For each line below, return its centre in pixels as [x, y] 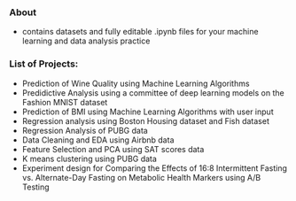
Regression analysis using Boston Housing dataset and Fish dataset [146, 120]
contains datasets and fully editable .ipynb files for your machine [140, 32]
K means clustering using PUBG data [90, 158]
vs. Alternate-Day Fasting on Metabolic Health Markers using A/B [141, 177]
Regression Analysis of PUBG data [85, 130]
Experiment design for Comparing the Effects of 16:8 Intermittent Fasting [155, 168]
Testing [36, 187]
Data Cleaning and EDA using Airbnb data [98, 140]
